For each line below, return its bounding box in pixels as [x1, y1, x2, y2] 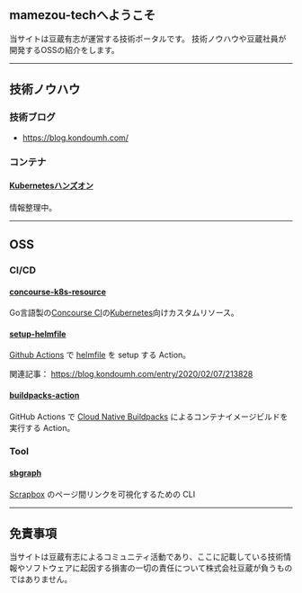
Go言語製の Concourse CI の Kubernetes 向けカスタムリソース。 [9, 308, 240, 319]
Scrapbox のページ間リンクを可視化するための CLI [9, 489, 196, 499]
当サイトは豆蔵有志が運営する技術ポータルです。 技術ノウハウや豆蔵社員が [9, 33, 287, 44]
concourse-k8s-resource [9, 286, 106, 297]
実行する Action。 [9, 422, 75, 433]
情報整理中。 [9, 202, 57, 212]
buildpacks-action [9, 390, 80, 400]
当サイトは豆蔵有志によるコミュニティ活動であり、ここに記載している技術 [9, 552, 284, 562]
